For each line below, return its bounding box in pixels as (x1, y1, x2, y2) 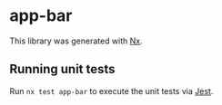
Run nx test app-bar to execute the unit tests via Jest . (9, 85, 214, 96)
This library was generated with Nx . (9, 35, 143, 46)
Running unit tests (9, 62, 116, 77)
